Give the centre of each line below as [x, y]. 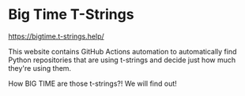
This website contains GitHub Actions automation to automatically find [122, 51]
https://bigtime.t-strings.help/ [56, 36]
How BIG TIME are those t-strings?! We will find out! [93, 83]
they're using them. [40, 68]
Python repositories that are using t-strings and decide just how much [122, 60]
